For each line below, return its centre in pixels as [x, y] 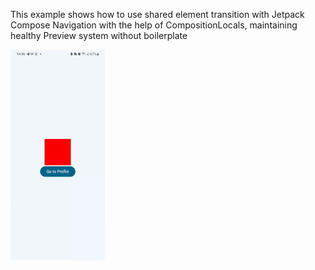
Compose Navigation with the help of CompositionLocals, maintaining [154, 25]
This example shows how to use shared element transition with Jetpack [157, 14]
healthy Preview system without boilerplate [99, 35]
